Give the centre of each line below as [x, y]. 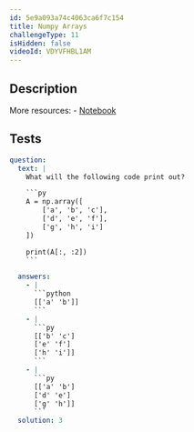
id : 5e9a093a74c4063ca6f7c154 [67, 18]
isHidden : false [40, 43]
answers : [34, 277]
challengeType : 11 [44, 35]
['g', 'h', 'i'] [73, 227]
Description [43, 89]
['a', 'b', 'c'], [75, 210]
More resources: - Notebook [63, 110]
